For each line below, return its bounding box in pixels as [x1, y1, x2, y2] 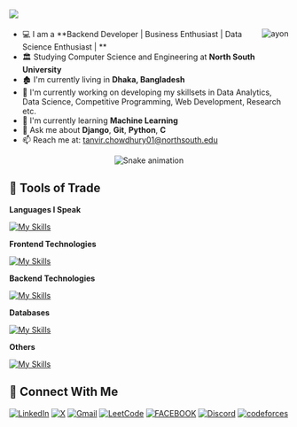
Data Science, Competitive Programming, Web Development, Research [21, 96, 282, 106]
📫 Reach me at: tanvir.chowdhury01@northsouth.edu [21, 134, 219, 145]
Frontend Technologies [9, 238, 97, 249]
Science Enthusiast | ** [21, 41, 107, 52]
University [21, 64, 62, 74]
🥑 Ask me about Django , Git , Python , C [21, 124, 167, 135]
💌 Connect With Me [9, 384, 119, 400]
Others [9, 341, 35, 352]
